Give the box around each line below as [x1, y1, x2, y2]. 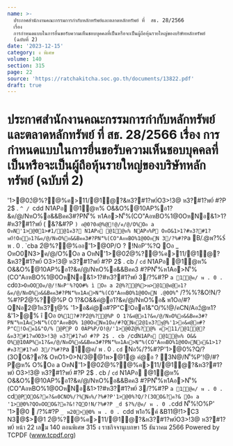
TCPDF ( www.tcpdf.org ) [7, 431, 77, 440]
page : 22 [7, 68, 33, 75]
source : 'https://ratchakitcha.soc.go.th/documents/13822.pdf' [7, 75, 195, 82]
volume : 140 [7, 56, 42, 63]
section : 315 [7, 62, 45, 69]
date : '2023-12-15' [7, 43, 64, 50]
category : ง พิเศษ [7, 50, 55, 57]
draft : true [7, 82, 42, 89]
